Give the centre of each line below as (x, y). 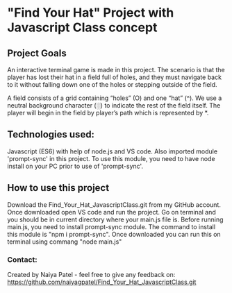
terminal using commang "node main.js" (65, 242)
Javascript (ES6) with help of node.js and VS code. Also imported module (112, 151)
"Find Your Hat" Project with (91, 13)
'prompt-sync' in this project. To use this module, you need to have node (111, 158)
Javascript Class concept (82, 27)
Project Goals (37, 53)
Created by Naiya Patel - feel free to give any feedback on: (91, 274)
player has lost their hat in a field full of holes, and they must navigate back (115, 77)
